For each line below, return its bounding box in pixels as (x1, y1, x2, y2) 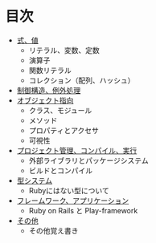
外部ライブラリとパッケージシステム (28, 156, 149, 165)
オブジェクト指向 (16, 95, 74, 105)
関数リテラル (28, 65, 72, 75)
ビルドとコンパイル (28, 165, 93, 175)
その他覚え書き (28, 225, 79, 235)
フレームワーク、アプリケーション (16, 196, 129, 205)
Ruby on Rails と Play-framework (28, 205, 138, 215)
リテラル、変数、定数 (28, 45, 100, 55)
